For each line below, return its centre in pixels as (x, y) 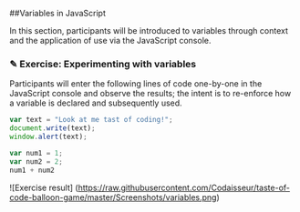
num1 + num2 (32, 170)
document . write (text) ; (52, 128)
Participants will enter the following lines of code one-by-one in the (136, 84)
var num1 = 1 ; (36, 153)
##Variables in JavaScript (58, 13)
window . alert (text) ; (49, 137)
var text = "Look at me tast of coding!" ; (91, 120)
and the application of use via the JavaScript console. (110, 40)
